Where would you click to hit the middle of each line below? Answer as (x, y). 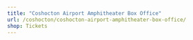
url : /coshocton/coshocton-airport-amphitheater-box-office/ (97, 20)
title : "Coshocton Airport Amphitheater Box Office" (84, 13)
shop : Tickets (28, 26)
